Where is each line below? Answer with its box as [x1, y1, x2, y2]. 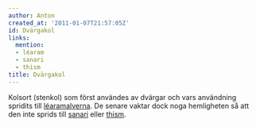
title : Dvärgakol [8, 71, 66, 79]
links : [8, 33, 30, 42]
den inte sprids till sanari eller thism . [8, 109, 126, 119]
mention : [15, 41, 45, 49]
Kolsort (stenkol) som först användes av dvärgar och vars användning [8, 92, 237, 102]
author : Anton [8, 11, 56, 20]
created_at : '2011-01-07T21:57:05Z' [8, 19, 130, 27]
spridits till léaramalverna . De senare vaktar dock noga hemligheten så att [8, 101, 250, 110]
